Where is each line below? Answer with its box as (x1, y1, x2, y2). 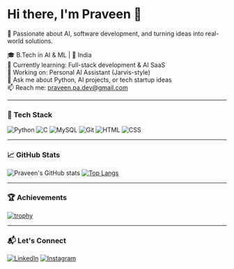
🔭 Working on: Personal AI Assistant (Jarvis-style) (7, 68, 151, 76)
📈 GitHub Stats (7, 150, 61, 160)
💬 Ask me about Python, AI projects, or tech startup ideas (7, 75, 172, 84)
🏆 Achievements (7, 193, 68, 203)
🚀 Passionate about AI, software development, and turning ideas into (7, 29, 204, 38)
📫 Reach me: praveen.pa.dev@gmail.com (7, 83, 128, 91)
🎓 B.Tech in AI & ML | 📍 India (7, 50, 92, 59)
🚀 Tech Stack (7, 109, 53, 119)
